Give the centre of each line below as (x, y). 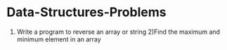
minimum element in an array (59, 39)
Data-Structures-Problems (86, 12)
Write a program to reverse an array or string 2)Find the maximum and (118, 32)
